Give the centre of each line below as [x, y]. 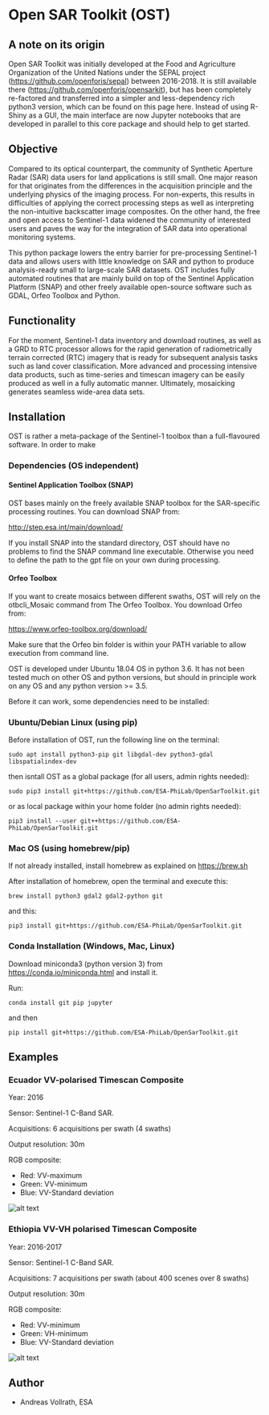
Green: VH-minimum [54, 1333]
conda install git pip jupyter [61, 1002]
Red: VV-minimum [50, 1325]
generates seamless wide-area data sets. [77, 392]
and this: [23, 911]
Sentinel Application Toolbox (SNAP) [71, 484]
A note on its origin [57, 45]
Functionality [42, 321]
